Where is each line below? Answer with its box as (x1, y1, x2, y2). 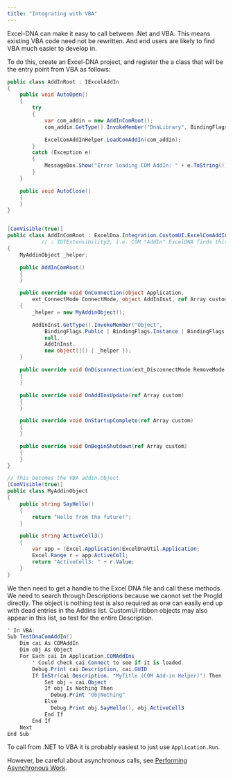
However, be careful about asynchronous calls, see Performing (7, 756, 187, 765)
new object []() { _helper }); (44, 347, 132, 355)
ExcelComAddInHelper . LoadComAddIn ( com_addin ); (44, 136, 182, 143)
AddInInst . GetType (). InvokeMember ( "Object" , (32, 321, 163, 328)
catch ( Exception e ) (32, 149, 92, 156)
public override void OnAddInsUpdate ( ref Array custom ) (19, 392, 185, 399)
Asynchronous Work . (7, 764, 67, 772)
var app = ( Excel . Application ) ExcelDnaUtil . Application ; (32, 545, 200, 553)
